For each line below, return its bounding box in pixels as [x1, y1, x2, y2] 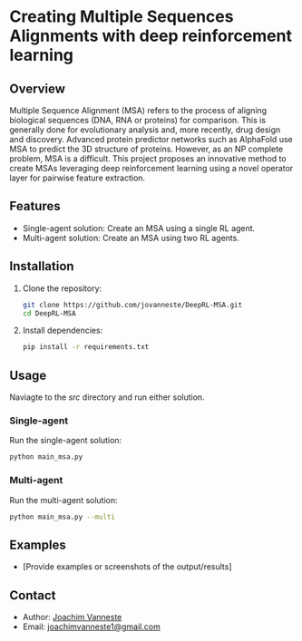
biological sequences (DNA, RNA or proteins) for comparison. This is [9, 115, 266, 125]
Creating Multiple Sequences [9, 6, 234, 27]
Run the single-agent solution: [9, 435, 122, 446]
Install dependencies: [22, 325, 103, 336]
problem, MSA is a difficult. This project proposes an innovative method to [9, 153, 287, 164]
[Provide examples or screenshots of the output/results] [22, 561, 233, 572]
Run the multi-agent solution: [9, 494, 118, 505]
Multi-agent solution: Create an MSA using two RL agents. [22, 232, 240, 243]
